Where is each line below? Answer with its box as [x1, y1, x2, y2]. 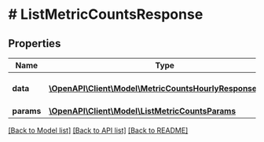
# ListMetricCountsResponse [8, 5, 203, 24]
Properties [8, 37, 61, 50]
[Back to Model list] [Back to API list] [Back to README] [8, 126, 189, 135]
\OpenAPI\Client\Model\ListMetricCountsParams [48, 106, 236, 116]
